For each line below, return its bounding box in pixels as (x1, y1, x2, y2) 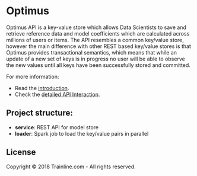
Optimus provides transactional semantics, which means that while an (6, 49, 177, 56)
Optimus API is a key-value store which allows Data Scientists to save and (6, 24, 187, 31)
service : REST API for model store (14, 123, 99, 131)
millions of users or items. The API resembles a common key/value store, (6, 36, 184, 43)
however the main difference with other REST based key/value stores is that (6, 43, 192, 50)
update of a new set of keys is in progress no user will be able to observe (6, 55, 185, 62)
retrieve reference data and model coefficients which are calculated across (6, 30, 190, 37)
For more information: (6, 73, 59, 80)
